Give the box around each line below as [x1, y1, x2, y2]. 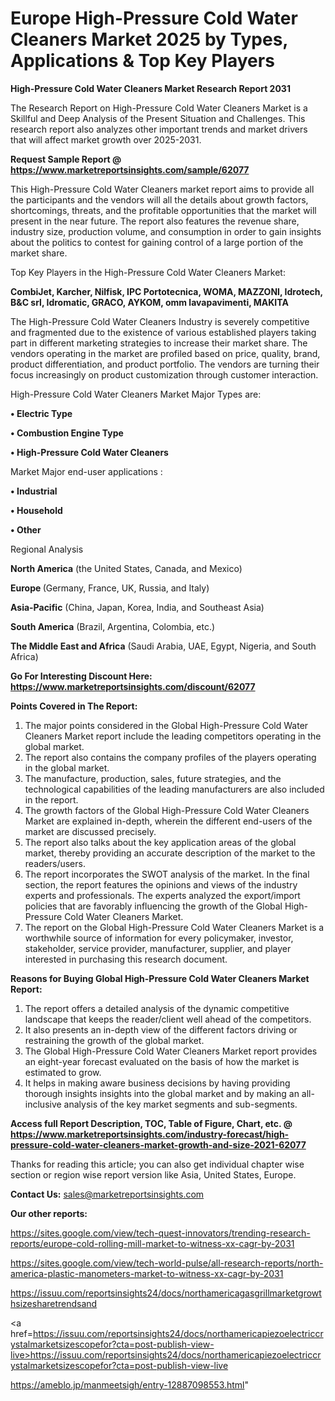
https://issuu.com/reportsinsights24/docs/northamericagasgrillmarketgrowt [10, 1287, 322, 1299]
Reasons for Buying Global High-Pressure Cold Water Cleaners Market [10, 972, 310, 984]
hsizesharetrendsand [10, 1297, 98, 1309]
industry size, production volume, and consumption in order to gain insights [10, 225, 322, 237]
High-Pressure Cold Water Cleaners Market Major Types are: [10, 388, 262, 400]
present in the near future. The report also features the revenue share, [10, 215, 300, 227]
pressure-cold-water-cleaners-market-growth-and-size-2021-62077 [10, 1138, 307, 1151]
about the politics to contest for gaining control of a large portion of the [10, 236, 304, 248]
